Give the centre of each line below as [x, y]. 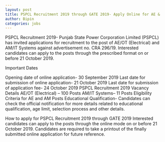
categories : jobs [23, 23]
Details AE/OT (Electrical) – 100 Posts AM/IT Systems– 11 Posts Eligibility [79, 93]
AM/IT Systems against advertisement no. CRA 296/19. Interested [72, 48]
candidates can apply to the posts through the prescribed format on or [77, 53]
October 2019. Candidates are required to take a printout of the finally [76, 129]
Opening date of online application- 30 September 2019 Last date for [75, 77]
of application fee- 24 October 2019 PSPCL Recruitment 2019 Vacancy [77, 88]
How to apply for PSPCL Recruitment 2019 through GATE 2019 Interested [79, 118]
